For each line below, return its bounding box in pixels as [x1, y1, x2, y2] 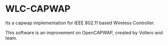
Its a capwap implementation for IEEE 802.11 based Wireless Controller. [5, 20, 155, 26]
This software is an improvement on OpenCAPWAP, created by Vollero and [5, 29, 163, 35]
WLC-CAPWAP [5, 3, 71, 15]
